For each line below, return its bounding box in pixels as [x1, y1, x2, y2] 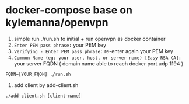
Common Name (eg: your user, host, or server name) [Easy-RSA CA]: [13, 55, 181, 61]
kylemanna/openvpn [5, 16, 108, 29]
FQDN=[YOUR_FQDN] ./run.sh [5, 71, 71, 77]
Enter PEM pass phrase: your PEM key [13, 41, 106, 48]
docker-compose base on [5, 4, 132, 17]
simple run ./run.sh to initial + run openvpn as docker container [13, 35, 166, 42]
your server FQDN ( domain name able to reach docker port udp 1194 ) [13, 60, 184, 67]
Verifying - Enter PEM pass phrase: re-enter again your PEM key [13, 47, 173, 54]
